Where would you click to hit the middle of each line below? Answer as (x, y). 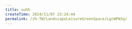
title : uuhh (18, 10)
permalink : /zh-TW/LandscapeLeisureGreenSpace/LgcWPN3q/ (66, 19)
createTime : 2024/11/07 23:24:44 (40, 14)
